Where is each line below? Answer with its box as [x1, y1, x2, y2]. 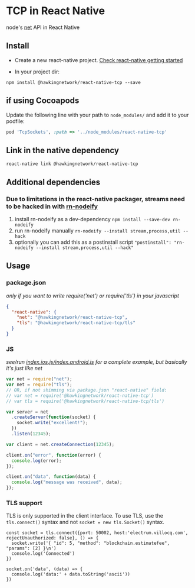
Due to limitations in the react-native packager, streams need [6, 195, 185, 203]
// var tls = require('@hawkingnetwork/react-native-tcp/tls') [6, 398, 165, 404]
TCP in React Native [6, 4, 105, 18]
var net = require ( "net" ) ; [6, 376, 72, 382]
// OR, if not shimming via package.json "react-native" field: [6, 387, 167, 393]
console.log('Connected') [11, 551, 75, 557]
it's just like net [6, 365, 43, 372]
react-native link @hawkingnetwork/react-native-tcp [6, 161, 138, 167]
